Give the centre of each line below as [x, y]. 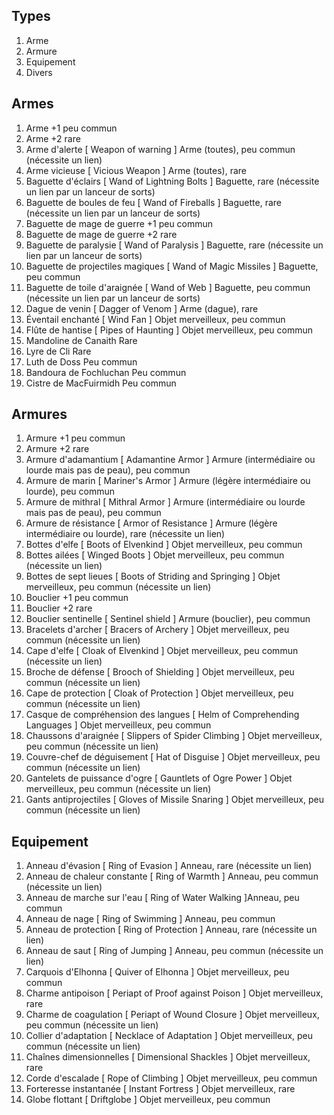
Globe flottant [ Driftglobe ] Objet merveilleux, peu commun [148, 1100]
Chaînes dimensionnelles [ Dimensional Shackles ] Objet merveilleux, [168, 1057]
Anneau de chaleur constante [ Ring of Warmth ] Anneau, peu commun [172, 876]
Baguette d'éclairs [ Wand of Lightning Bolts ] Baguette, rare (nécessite [172, 181]
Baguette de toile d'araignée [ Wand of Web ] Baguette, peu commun [168, 287]
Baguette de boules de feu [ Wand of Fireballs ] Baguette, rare [153, 202]
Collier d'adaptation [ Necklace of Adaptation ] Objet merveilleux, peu [169, 1036]
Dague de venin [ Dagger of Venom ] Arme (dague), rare [142, 308]
